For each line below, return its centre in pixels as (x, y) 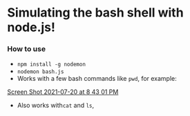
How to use (27, 49)
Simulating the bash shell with (96, 13)
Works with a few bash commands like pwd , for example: (97, 79)
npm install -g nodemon (51, 65)
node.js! (31, 27)
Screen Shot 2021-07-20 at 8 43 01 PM (63, 92)
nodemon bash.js (40, 72)
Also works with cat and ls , (56, 106)
